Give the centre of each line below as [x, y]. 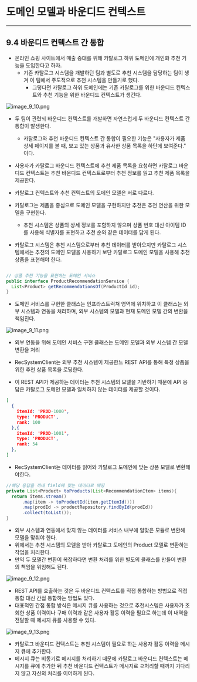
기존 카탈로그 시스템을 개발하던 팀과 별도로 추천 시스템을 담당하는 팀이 [103, 72]
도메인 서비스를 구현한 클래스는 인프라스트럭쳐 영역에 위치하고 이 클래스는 [98, 304]
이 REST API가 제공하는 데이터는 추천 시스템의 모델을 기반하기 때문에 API [98, 382]
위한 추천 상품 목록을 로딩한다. [49, 370]
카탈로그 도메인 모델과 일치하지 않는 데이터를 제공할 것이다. [93, 389]
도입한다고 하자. [44, 65]
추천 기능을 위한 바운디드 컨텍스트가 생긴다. [92, 94]
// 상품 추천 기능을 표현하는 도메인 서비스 [51, 276]
